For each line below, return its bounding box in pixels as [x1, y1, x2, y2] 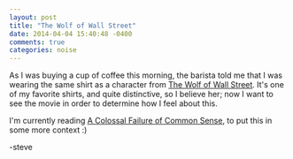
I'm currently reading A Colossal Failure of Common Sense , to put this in [9, 116, 273, 126]
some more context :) [9, 125, 88, 135]
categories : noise [9, 46, 77, 55]
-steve [9, 142, 33, 153]
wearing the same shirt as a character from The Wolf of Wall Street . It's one [9, 79, 285, 90]
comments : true [9, 37, 66, 47]
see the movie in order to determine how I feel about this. [9, 98, 219, 109]
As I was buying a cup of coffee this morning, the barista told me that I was [9, 70, 283, 80]
